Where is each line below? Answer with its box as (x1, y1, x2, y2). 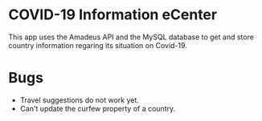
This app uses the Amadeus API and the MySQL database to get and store (8, 32, 255, 42)
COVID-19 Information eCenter (8, 6, 218, 24)
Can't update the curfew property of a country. (19, 103, 175, 113)
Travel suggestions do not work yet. (19, 95, 139, 105)
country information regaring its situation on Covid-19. (8, 40, 187, 50)
